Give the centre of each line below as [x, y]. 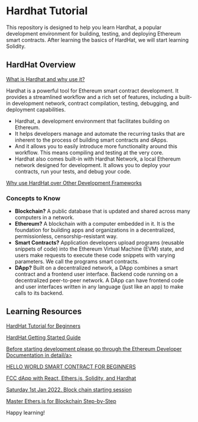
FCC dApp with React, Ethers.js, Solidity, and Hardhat [71, 378]
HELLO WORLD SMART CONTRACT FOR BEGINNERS [71, 366]
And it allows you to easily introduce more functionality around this [96, 146]
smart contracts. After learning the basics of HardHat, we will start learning [98, 40]
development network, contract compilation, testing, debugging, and [95, 103]
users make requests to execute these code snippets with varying [95, 255]
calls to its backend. [39, 293]
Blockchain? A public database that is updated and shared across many [102, 211]
